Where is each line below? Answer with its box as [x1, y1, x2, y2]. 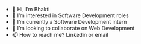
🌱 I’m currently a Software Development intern [11, 18, 127, 25]
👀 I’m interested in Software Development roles [11, 12, 129, 19]
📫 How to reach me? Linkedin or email [11, 32, 108, 38]
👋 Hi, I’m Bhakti [11, 6, 50, 12]
